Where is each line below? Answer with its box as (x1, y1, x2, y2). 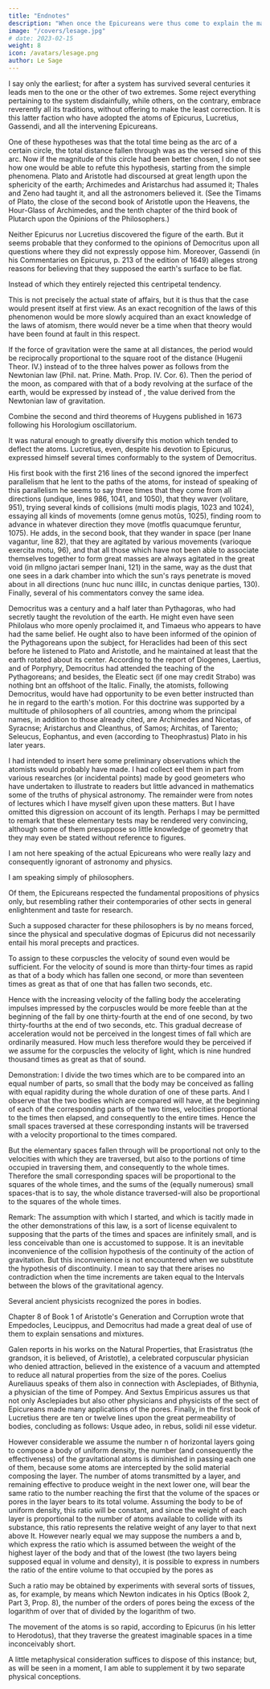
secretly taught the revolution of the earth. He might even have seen (8, 612, 235, 622)
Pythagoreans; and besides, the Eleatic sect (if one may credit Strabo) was (8, 672, 256, 681)
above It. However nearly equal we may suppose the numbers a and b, (8, 1531, 243, 1540)
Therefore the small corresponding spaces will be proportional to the (8, 1171, 236, 1181)
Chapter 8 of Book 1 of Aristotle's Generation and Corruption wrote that (8, 1312, 244, 1321)
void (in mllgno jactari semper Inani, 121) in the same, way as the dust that (8, 562, 252, 572)
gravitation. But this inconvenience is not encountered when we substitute (8, 1255, 254, 1264)
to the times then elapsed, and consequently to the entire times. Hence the (8, 1112, 256, 1122)
